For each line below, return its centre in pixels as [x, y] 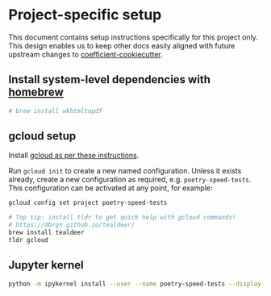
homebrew [36, 92]
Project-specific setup [85, 15]
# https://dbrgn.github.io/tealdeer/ [72, 225]
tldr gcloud [28, 240]
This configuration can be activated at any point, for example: [110, 188]
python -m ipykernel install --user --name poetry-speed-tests [117, 284]
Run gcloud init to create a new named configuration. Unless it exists [125, 171]
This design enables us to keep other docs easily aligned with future [122, 45]
